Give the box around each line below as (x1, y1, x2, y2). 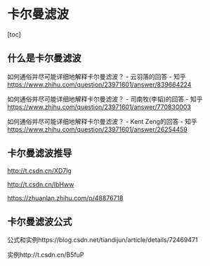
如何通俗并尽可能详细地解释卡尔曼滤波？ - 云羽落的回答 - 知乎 (7, 72, 186, 81)
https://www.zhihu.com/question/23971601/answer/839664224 (7, 80, 192, 89)
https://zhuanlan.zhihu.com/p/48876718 (7, 194, 124, 202)
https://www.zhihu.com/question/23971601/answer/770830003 (7, 103, 192, 111)
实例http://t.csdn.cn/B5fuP (7, 251, 84, 259)
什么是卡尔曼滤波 (7, 52, 81, 64)
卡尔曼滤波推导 (7, 147, 72, 159)
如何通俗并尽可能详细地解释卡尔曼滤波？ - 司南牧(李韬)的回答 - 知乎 (7, 94, 203, 103)
